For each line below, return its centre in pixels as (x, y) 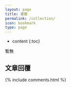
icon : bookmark (20, 23)
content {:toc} (26, 41)
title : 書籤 (16, 14)
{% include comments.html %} (36, 80)
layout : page (18, 9)
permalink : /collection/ (30, 18)
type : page (16, 28)
